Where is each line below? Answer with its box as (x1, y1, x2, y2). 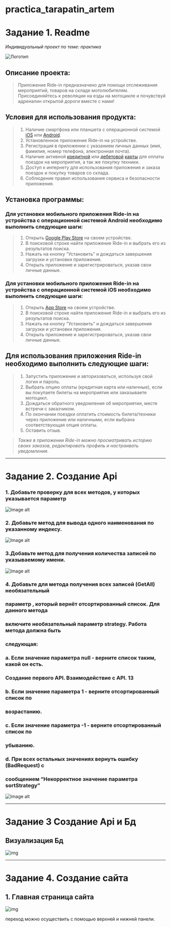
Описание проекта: (5, 68, 70, 77)
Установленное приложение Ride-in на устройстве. (25, 137, 137, 143)
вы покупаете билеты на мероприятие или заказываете (25, 389, 147, 395)
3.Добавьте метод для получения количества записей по (5, 550, 156, 557)
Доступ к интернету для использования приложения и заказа (25, 164, 160, 170)
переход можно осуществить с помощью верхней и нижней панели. (5, 916, 155, 922)
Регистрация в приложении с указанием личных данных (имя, (25, 143, 162, 149)
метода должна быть (5, 627, 61, 634)
